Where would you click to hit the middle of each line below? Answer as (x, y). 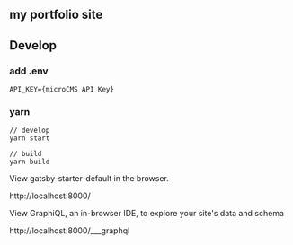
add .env (29, 71)
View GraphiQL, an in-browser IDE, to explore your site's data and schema (147, 214)
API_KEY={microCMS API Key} (62, 90)
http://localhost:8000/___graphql (70, 231)
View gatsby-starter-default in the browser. (89, 179)
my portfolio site (56, 15)
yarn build (30, 162)
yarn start (30, 138)
